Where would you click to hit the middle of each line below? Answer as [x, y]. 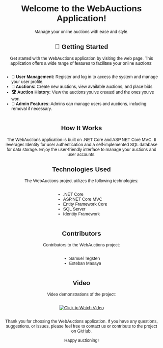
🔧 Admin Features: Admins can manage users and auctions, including [79, 104]
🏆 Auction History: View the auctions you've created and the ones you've [83, 92]
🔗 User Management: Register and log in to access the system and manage [84, 77]
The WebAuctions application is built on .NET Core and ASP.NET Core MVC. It [81, 139]
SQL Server [74, 209]
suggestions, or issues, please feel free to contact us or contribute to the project [81, 326]
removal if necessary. [31, 108]
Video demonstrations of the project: [81, 294]
